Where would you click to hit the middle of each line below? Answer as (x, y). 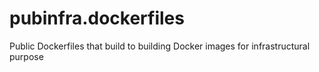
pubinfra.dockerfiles (97, 18)
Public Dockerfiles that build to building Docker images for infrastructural (160, 46)
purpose (26, 56)
